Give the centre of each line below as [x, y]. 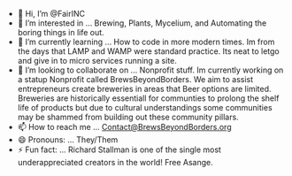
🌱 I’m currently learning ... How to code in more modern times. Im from [146, 42]
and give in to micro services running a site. [97, 61]
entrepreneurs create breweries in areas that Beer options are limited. [144, 89]
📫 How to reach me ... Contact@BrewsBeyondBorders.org [124, 127]
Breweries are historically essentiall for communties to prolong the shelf [148, 98]
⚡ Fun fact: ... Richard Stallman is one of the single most [119, 149]
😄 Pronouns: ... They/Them [68, 140]
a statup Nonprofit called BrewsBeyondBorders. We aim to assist [135, 79]
